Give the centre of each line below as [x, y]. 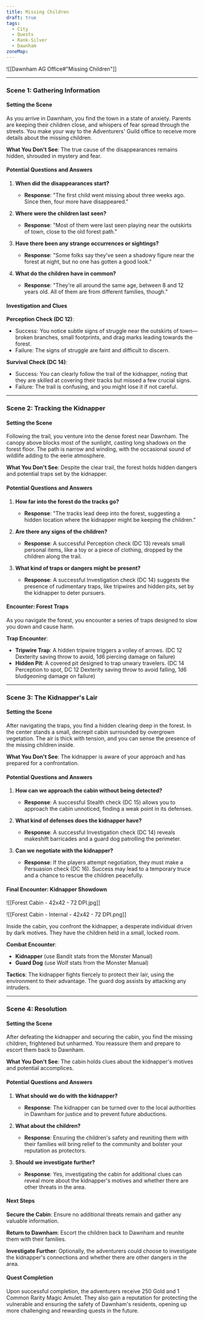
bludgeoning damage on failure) [55, 676]
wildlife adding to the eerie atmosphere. [56, 456]
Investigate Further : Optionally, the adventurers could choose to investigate [102, 1251]
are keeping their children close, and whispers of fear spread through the [98, 125]
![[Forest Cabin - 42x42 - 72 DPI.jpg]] [53, 903]
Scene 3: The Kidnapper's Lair [52, 697]
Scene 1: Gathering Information [53, 90]
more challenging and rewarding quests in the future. [73, 1311]
